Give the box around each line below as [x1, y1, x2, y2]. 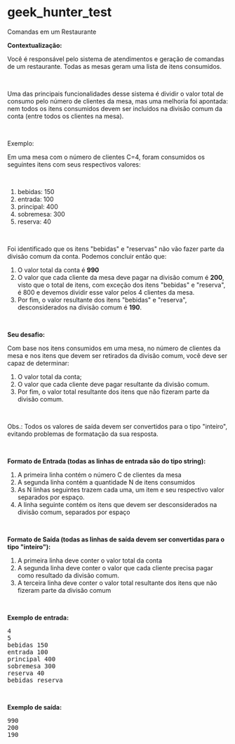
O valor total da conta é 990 [17, 265, 100, 274]
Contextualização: [7, 41, 62, 49]
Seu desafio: [7, 330, 46, 338]
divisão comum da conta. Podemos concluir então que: [7, 252, 167, 260]
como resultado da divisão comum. [17, 571, 120, 579]
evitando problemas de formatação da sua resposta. [7, 430, 159, 438]
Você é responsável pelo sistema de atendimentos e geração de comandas [7, 54, 224, 63]
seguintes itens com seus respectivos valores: [7, 160, 142, 169]
